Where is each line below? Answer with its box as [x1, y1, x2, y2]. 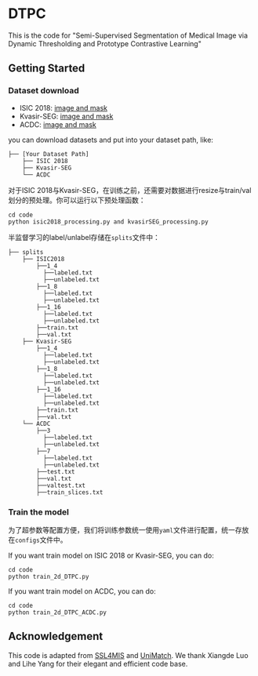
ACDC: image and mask [19, 119, 96, 129]
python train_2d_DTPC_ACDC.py [8, 609, 107, 616]
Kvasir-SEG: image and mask [19, 111, 114, 121]
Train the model [8, 507, 69, 518]
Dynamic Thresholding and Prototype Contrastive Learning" [8, 38, 202, 48]
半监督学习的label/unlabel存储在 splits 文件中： [8, 232, 161, 242]
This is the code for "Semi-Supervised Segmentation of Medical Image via [8, 31, 249, 40]
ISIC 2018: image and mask [19, 103, 108, 112]
